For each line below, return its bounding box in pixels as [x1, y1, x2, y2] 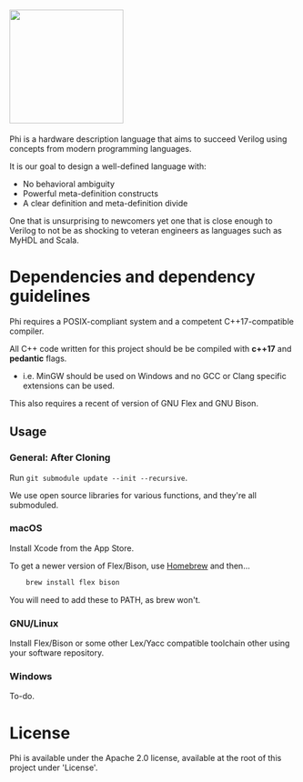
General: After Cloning [9, 451, 111, 464]
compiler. [9, 326, 45, 336]
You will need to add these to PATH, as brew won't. [9, 594, 201, 605]
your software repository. [9, 647, 105, 658]
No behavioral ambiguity [22, 178, 116, 189]
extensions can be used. [22, 380, 116, 391]
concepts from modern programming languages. [9, 143, 192, 154]
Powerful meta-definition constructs [22, 187, 159, 199]
